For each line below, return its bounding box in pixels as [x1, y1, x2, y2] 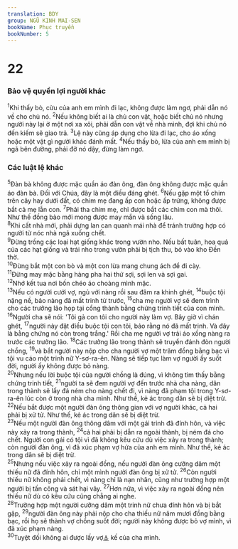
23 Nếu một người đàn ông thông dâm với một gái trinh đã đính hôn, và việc [7, 417, 226, 427]
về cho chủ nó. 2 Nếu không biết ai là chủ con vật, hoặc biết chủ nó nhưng [7, 111, 224, 121]
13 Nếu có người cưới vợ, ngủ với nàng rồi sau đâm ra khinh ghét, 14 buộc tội [7, 286, 226, 296]
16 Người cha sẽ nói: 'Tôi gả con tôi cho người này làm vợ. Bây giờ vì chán [7, 311, 220, 321]
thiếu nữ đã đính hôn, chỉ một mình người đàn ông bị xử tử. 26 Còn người [7, 467, 217, 476]
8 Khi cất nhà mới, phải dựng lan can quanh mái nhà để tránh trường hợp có [7, 220, 226, 230]
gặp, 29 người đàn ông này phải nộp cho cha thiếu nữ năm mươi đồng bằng [7, 508, 225, 518]
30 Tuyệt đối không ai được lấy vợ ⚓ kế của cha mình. [7, 532, 161, 542]
